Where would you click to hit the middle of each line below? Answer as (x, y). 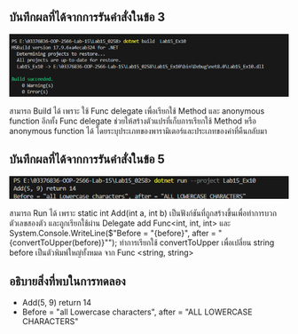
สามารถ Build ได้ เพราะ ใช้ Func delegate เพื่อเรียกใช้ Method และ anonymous (137, 111)
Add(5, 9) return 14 (56, 302)
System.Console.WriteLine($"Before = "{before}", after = (113, 234)
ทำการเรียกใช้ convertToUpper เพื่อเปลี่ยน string (197, 243)
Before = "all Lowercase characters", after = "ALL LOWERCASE (137, 312)
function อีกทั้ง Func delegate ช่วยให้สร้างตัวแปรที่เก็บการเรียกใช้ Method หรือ (133, 121)
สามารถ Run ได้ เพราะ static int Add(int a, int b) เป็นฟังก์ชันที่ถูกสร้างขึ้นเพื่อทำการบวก (143, 213)
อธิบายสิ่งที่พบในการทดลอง (67, 281)
